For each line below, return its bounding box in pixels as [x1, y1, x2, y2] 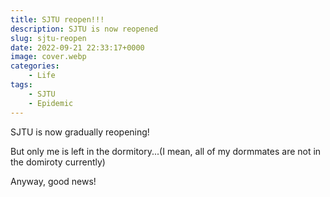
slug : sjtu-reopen [10, 33, 87, 43]
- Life [28, 71, 56, 81]
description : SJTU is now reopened [10, 24, 159, 34]
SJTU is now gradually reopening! [10, 126, 150, 138]
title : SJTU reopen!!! [10, 14, 105, 25]
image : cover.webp [10, 52, 87, 62]
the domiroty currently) [10, 156, 106, 168]
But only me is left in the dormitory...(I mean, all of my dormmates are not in [10, 145, 322, 157]
